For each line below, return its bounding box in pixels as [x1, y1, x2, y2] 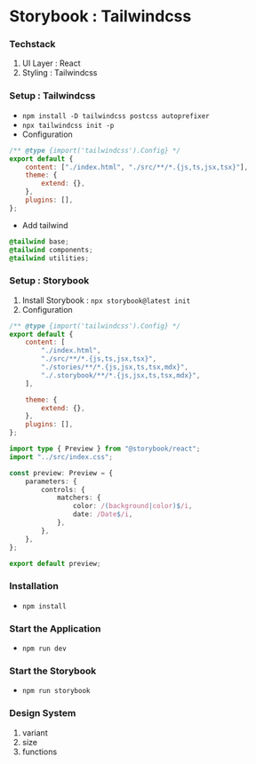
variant [21, 727, 48, 738]
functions [21, 746, 58, 757]
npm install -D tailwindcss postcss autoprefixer [21, 111, 211, 121]
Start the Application [9, 622, 101, 634]
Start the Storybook [9, 665, 97, 677]
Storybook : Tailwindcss [9, 6, 192, 27]
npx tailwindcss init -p [21, 121, 115, 130]
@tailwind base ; [9, 237, 69, 246]
